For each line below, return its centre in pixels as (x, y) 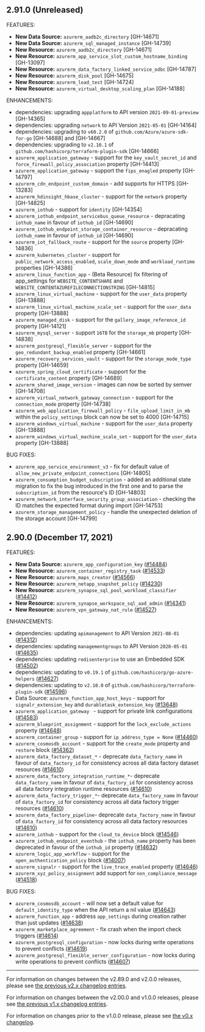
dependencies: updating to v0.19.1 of (63, 672)
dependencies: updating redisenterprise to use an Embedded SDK (100, 659)
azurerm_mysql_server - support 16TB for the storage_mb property (96, 333)
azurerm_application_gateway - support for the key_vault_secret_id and (106, 157)
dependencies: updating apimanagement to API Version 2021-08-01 (97, 633)
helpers (25, 679)
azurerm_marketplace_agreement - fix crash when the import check (98, 929)
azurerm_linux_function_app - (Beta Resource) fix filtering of (91, 274)
